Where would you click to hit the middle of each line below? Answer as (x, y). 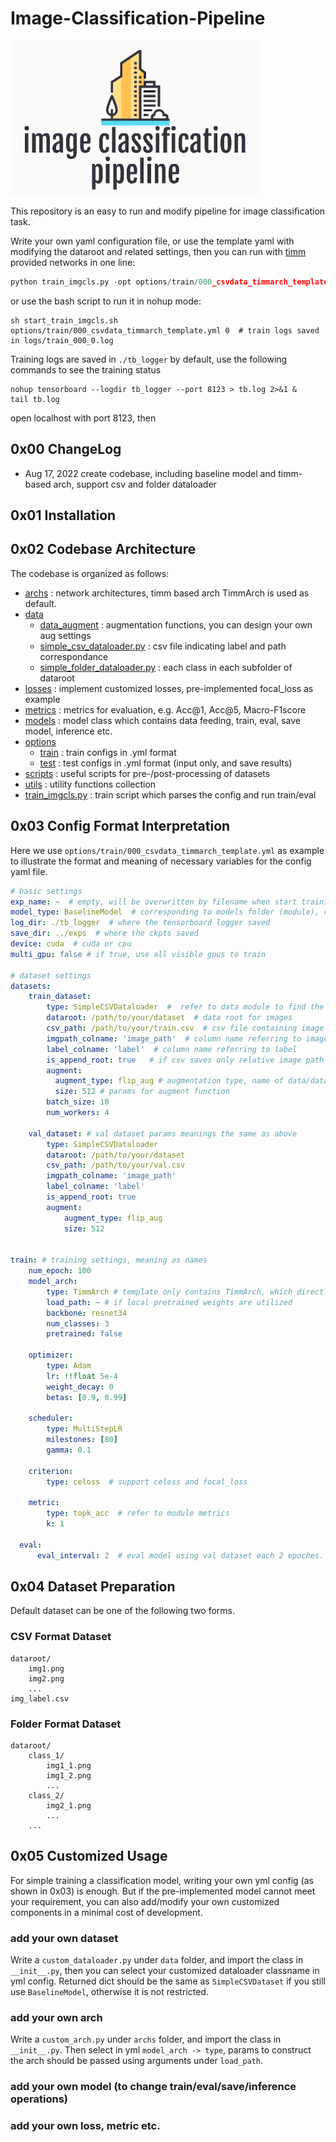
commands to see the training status (86, 369)
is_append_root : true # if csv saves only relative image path (185, 1060)
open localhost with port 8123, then (83, 418)
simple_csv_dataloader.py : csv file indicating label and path (163, 646)
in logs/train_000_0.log (62, 340)
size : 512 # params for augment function (142, 1092)
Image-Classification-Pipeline (138, 18)
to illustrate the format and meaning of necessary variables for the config (161, 861)
